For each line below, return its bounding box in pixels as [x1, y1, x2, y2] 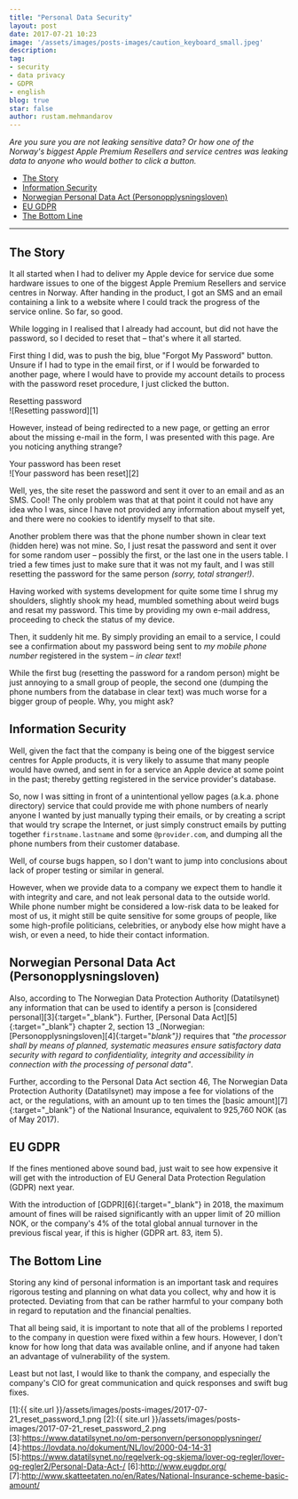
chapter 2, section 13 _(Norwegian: [77, 1020, 206, 1032]
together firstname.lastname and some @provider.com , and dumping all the [9, 828, 283, 839]
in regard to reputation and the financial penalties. [9, 1305, 192, 1317]
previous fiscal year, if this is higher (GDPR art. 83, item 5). [9, 1228, 223, 1238]
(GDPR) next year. [9, 1182, 75, 1193]
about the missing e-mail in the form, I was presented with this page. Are [9, 431, 275, 442]
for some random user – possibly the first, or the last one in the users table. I [9, 549, 288, 560]
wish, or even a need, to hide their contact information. [9, 929, 210, 939]
